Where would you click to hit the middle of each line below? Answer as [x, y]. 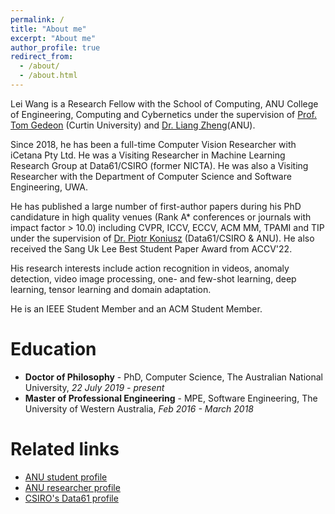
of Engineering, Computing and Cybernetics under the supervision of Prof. [163, 114]
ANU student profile [66, 477]
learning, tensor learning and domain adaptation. [111, 289]
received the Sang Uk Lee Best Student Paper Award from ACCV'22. [151, 248]
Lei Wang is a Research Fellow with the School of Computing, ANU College [164, 103]
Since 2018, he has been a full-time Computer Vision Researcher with [153, 144]
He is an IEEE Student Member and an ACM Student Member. [136, 308]
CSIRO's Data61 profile [71, 498]
